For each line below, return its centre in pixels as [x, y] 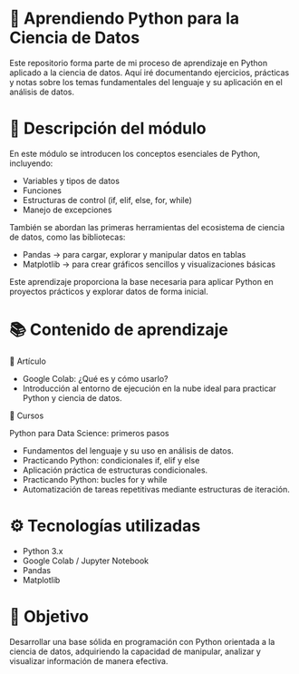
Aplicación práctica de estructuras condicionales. [115, 470]
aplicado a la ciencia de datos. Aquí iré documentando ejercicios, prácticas [149, 73]
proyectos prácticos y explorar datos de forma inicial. [109, 291]
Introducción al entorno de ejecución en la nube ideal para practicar [149, 388]
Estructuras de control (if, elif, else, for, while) [107, 200]
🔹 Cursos [27, 415]
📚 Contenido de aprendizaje [119, 330]
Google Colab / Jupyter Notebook [86, 561]
